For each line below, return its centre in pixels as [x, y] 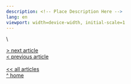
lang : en [17, 17]
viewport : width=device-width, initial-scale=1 [66, 22]
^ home [15, 75]
